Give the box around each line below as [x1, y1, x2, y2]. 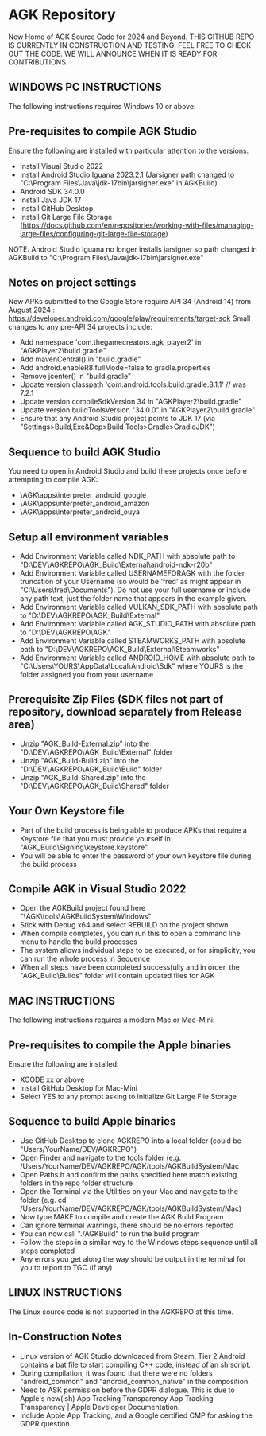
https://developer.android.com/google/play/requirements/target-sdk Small [8, 314, 251, 323]
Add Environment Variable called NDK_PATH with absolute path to [19, 552, 236, 560]
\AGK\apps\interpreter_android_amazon [19, 499, 150, 509]
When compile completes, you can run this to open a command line [19, 929, 241, 938]
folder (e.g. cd [19, 1195, 67, 1204]
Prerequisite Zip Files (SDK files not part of [8, 693, 224, 706]
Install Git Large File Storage [19, 212, 113, 221]
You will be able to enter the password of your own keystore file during [19, 850, 252, 860]
